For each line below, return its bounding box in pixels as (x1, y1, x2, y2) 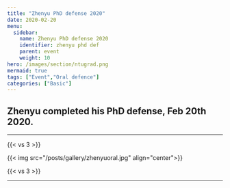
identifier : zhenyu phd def (19, 42, 99, 49)
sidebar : (13, 29, 38, 36)
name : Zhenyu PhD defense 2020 (19, 36, 109, 42)
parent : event (19, 49, 60, 55)
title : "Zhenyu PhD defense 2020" (7, 10, 106, 17)
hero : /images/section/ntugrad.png (7, 61, 109, 68)
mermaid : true (7, 67, 48, 74)
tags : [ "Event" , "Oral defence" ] (7, 73, 99, 81)
